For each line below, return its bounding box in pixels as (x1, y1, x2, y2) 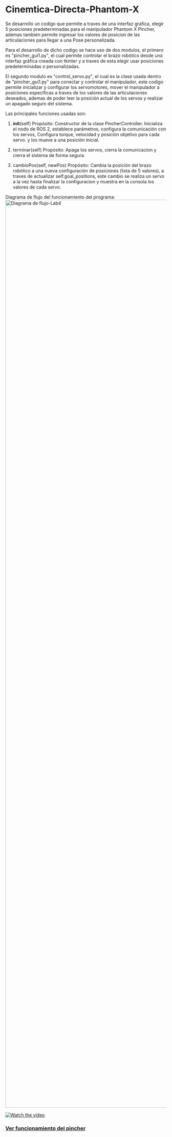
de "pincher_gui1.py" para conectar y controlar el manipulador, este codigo (5, 79, 164, 85)
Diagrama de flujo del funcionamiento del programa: (5, 194, 115, 200)
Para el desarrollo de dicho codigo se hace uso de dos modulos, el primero (5, 47, 164, 53)
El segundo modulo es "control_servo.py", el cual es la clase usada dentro (5, 73, 161, 79)
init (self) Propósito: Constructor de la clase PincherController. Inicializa (12, 120, 163, 126)
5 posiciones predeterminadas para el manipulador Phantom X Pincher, (5, 26, 156, 32)
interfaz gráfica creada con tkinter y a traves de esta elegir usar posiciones (5, 58, 164, 64)
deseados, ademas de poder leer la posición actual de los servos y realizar (5, 95, 163, 101)
